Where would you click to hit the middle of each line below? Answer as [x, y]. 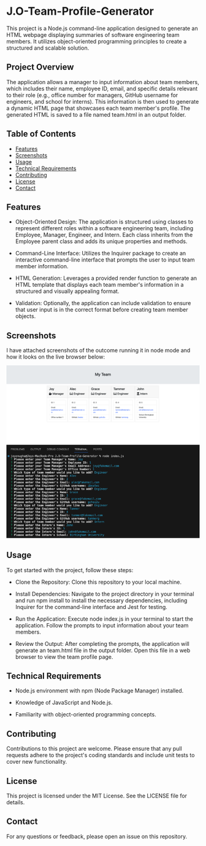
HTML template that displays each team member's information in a [99, 285]
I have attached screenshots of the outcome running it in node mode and [98, 351]
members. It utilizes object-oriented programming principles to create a [97, 41]
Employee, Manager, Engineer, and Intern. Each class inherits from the [104, 235]
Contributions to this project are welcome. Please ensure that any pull [94, 749]
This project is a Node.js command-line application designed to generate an [102, 28]
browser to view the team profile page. [64, 657]
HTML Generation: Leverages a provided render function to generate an [106, 278]
